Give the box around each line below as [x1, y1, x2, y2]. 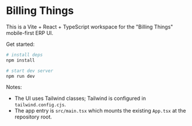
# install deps [6, 52, 43, 57]
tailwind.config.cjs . [14, 101, 66, 108]
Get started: [6, 41, 35, 48]
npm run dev [6, 73, 35, 79]
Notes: [6, 84, 22, 91]
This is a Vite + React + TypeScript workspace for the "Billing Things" [6, 23, 173, 30]
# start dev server [6, 68, 54, 74]
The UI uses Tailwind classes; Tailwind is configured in [14, 95, 146, 102]
